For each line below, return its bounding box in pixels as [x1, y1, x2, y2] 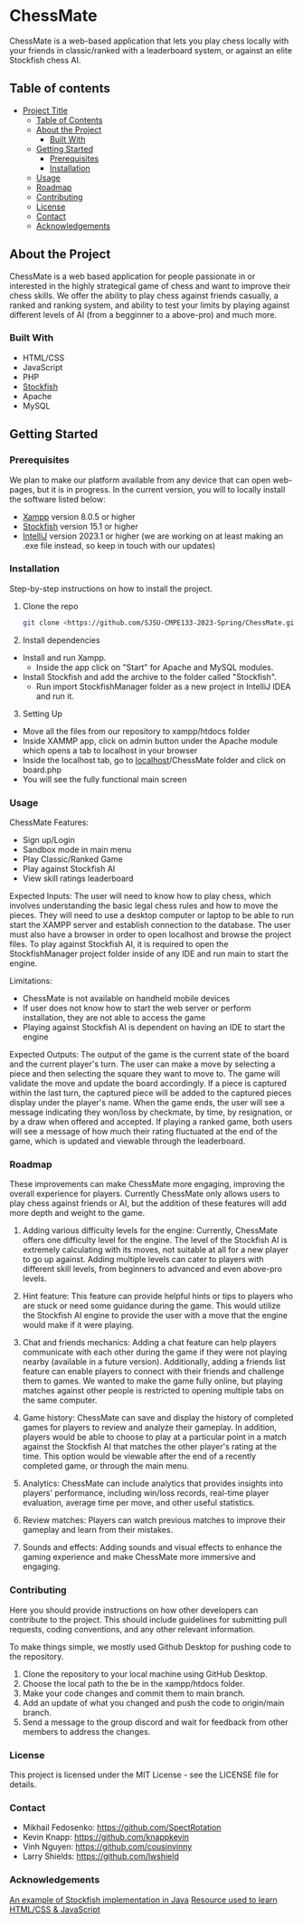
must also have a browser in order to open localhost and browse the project [9, 929, 292, 940]
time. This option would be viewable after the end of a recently [22, 1450, 256, 1462]
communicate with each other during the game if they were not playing [22, 1346, 288, 1358]
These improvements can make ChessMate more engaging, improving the [9, 1179, 285, 1190]
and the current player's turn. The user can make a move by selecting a [9, 1058, 276, 1069]
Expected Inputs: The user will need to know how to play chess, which [9, 891, 271, 902]
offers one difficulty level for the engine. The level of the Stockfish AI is [22, 1235, 288, 1246]
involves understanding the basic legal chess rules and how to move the [9, 900, 279, 911]
